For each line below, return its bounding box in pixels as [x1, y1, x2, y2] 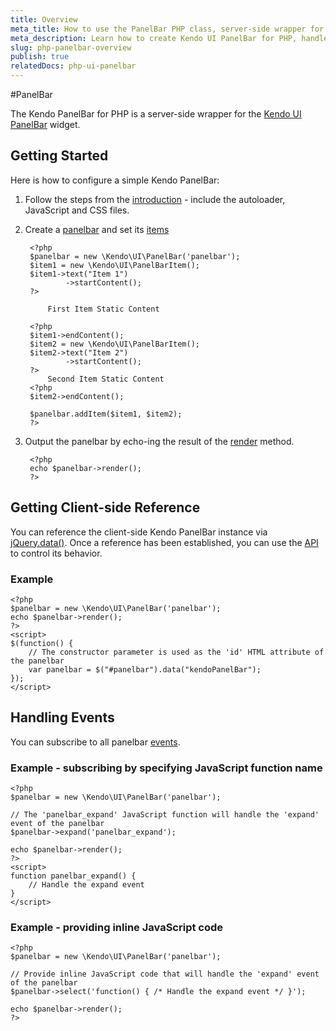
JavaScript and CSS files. [24, 204, 130, 216]
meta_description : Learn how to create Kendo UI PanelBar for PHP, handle [10, 33, 329, 43]
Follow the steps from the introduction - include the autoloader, [24, 193, 286, 205]
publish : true [10, 52, 70, 62]
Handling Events [10, 709, 115, 726]
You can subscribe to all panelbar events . [10, 736, 181, 748]
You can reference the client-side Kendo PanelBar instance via [10, 526, 268, 538]
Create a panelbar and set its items [24, 223, 170, 235]
